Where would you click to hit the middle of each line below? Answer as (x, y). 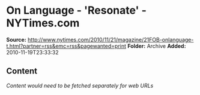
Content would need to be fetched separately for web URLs (80, 85)
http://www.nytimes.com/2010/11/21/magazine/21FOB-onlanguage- (111, 39)
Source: (17, 39)
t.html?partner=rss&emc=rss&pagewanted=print (66, 46)
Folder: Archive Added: (156, 46)
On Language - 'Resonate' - (77, 10)
